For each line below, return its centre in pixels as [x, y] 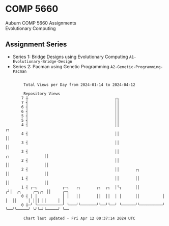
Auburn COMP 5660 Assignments [41, 23]
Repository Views [42, 94]
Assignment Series [36, 45]
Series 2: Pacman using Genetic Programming [61, 66]
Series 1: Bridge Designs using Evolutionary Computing [70, 56]
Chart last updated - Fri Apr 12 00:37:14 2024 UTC [80, 218]
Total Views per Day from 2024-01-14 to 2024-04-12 [80, 84]
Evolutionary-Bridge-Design [42, 62]
